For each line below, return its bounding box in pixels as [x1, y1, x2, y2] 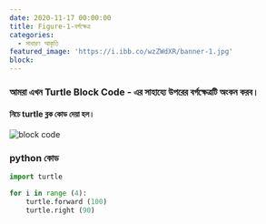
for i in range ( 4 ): [9, 188, 88, 199]
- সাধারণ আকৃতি [17, 38, 59, 48]
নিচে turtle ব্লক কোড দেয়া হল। [9, 108, 95, 119]
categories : [9, 30, 54, 39]
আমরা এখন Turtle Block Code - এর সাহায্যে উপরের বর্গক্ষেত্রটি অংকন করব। [9, 86, 260, 98]
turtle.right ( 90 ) [25, 206, 95, 215]
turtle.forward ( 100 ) [25, 198, 107, 207]
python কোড [9, 152, 59, 165]
